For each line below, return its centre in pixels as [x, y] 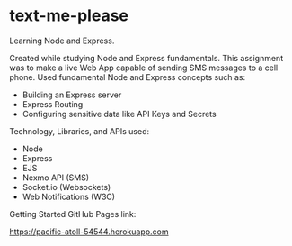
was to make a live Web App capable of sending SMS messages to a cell [144, 68]
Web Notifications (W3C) [68, 196]
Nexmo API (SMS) [56, 178]
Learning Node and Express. [62, 41]
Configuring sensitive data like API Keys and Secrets [119, 114]
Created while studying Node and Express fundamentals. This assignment [146, 58]
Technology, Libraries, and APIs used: [80, 131]
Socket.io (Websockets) [66, 187]
